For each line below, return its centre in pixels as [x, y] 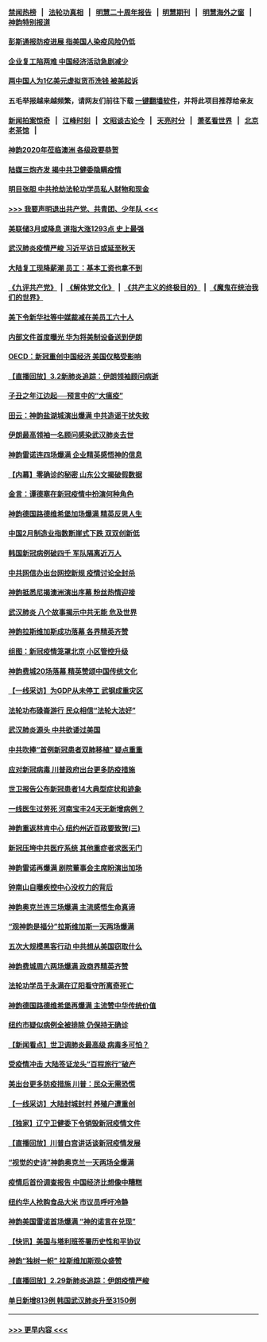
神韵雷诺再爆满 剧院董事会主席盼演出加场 [75, 868]
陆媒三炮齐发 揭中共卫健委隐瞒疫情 [65, 169]
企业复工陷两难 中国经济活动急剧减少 [68, 61]
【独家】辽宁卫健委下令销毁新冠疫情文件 [74, 1123]
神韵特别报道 [29, 22]
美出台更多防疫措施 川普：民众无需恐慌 [72, 1084]
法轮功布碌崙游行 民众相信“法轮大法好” [72, 710]
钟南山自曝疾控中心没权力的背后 [60, 888]
